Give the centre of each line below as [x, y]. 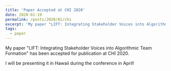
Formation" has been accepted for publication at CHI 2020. [67, 53]
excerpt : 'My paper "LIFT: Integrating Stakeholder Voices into [75, 24]
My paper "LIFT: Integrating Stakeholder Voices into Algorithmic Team [79, 48]
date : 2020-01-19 [24, 15]
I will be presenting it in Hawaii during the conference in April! [70, 63]
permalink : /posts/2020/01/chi [38, 19]
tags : [11, 29]
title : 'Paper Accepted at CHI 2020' [45, 10]
